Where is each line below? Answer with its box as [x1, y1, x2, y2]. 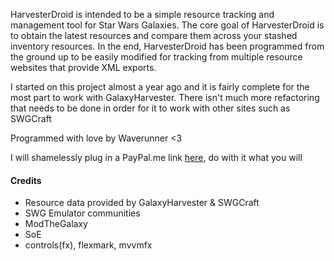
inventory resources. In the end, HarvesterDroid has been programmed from [10, 40, 325, 52]
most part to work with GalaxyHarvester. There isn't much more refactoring [10, 92, 320, 103]
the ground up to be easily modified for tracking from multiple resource [10, 51, 303, 63]
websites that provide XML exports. [10, 62, 157, 73]
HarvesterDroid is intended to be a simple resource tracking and [10, 9, 275, 20]
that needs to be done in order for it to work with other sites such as [10, 102, 291, 114]
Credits [10, 174, 42, 186]
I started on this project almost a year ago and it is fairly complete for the [10, 81, 310, 93]
